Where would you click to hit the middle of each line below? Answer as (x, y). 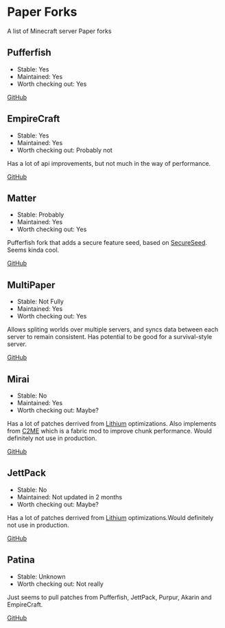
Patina (21, 560)
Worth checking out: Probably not (65, 150)
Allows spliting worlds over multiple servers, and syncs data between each (113, 329)
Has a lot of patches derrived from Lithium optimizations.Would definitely (110, 517)
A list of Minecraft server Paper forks (59, 31)
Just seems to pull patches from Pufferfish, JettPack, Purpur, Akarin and (109, 597)
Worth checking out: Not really (60, 584)
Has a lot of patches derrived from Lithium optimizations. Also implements (112, 423)
